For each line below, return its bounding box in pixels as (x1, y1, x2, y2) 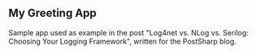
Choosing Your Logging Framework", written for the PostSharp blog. (8, 36, 237, 46)
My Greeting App (8, 6, 98, 20)
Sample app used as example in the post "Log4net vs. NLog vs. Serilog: (8, 27, 249, 37)
